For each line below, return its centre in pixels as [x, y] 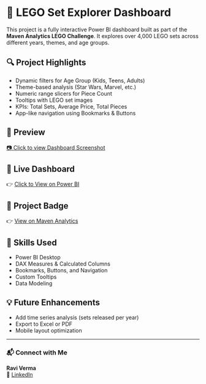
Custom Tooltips [36, 277]
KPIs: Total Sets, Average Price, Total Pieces [71, 106]
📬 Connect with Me [37, 352]
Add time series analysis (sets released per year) [77, 317]
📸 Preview [26, 132]
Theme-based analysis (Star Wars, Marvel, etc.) [76, 87]
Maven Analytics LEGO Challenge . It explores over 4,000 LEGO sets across [103, 36]
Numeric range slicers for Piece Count [63, 93]
